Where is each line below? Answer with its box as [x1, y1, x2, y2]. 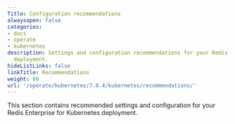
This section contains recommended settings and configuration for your [7, 101, 216, 109]
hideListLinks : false [7, 62, 71, 69]
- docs [7, 29, 27, 37]
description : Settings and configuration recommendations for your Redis [7, 50, 229, 57]
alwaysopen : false [7, 17, 61, 24]
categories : [7, 23, 42, 30]
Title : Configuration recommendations [7, 10, 121, 18]
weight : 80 [7, 75, 39, 83]
